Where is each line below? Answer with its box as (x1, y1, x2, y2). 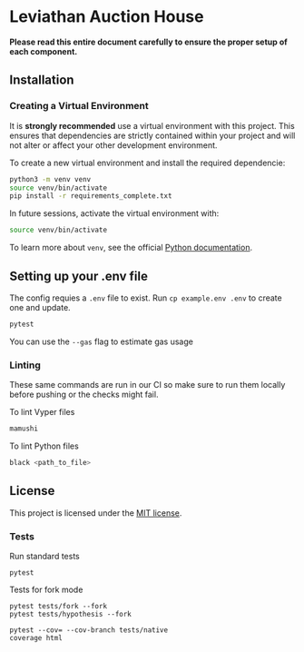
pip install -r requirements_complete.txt (9, 192, 172, 201)
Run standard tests (9, 550, 80, 561)
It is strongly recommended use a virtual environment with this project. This (9, 120, 295, 131)
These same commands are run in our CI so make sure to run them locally (9, 380, 286, 390)
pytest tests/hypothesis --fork (9, 609, 132, 618)
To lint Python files (9, 440, 79, 451)
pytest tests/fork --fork (9, 601, 107, 610)
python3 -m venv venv (9, 174, 92, 183)
